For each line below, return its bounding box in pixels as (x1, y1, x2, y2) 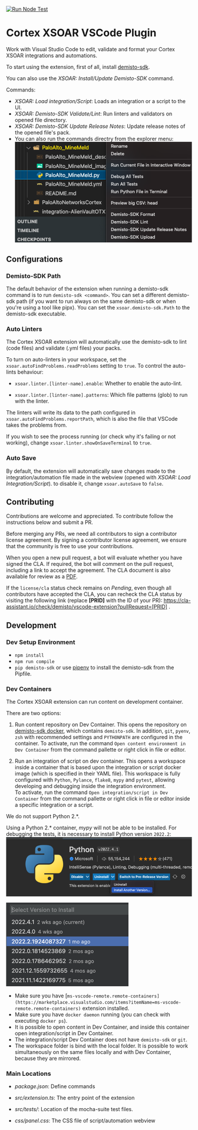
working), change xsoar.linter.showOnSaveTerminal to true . (6, 439, 152, 446)
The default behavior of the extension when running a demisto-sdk (6, 285, 169, 292)
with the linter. (14, 398, 49, 405)
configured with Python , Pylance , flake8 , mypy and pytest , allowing (14, 776, 175, 783)
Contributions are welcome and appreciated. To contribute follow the (6, 513, 174, 520)
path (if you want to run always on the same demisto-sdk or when (16, 298, 176, 305)
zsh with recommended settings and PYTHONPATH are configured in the (14, 734, 183, 741)
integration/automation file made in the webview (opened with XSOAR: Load (6, 473, 191, 480)
